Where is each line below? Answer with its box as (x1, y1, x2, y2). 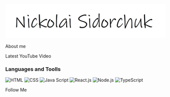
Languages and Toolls (5, 65, 61, 72)
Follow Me (5, 87, 27, 93)
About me (5, 43, 26, 49)
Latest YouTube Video (5, 53, 51, 59)
